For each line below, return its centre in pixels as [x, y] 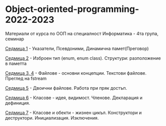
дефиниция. [18, 103]
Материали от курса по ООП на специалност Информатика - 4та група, [82, 33]
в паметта [16, 63]
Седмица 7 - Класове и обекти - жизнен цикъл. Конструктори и [73, 113]
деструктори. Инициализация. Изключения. [52, 118]
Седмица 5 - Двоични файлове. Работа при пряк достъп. [66, 88]
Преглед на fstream [26, 78]
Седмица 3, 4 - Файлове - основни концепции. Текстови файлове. [76, 73]
